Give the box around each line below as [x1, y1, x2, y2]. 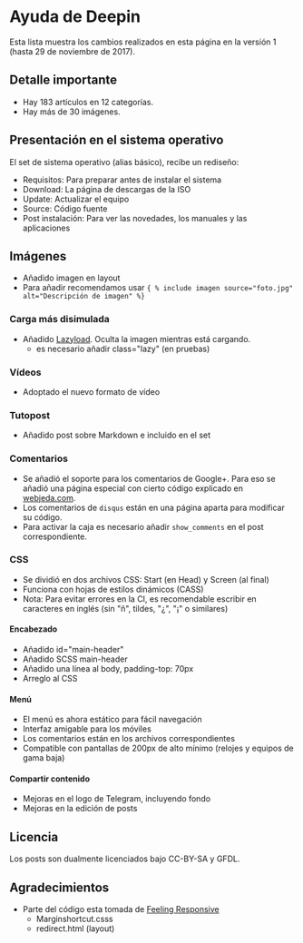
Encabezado [9, 624, 58, 634]
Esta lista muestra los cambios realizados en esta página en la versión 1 [9, 36, 277, 47]
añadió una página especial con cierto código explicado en [22, 483, 243, 494]
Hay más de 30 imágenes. [22, 106, 121, 117]
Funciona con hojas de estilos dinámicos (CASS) [22, 584, 204, 594]
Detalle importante [9, 73, 118, 88]
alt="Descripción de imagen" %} [22, 292, 145, 301]
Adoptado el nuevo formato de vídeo [22, 386, 161, 397]
